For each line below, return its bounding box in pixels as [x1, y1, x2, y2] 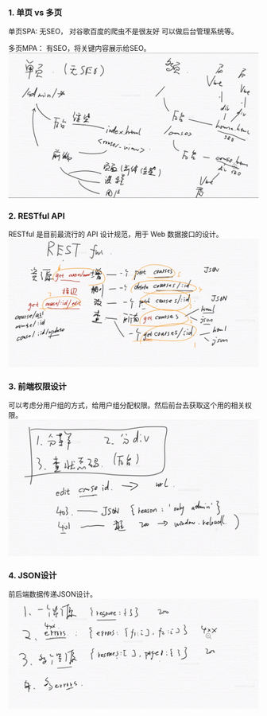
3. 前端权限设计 [8, 380, 68, 391]
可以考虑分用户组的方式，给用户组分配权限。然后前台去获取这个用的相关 [8, 400, 245, 411]
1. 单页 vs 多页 [8, 6, 63, 18]
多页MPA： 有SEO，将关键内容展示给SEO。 [8, 44, 151, 53]
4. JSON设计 [8, 570, 57, 581]
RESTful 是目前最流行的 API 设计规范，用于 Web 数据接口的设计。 [8, 229, 224, 239]
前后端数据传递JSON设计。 [8, 590, 98, 599]
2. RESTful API [8, 211, 65, 222]
